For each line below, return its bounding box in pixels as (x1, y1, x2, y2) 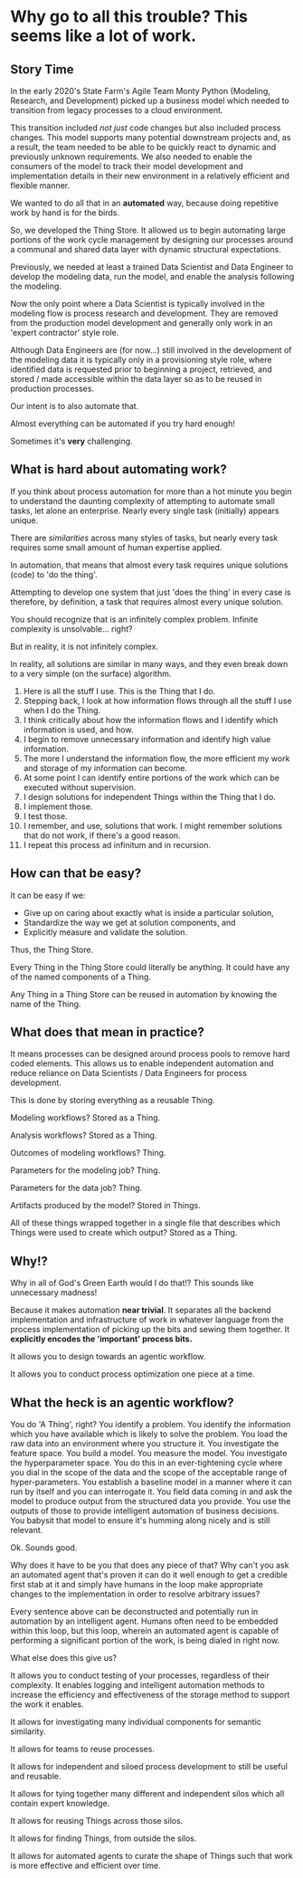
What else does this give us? (10, 1653, 118, 1664)
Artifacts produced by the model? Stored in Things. (10, 1200, 202, 1211)
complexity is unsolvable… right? (10, 623, 133, 634)
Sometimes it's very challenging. (10, 436, 134, 446)
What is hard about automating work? (10, 462, 227, 477)
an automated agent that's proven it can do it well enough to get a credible (10, 1569, 289, 1580)
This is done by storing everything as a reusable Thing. (10, 1095, 215, 1106)
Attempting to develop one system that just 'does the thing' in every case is (10, 586, 291, 597)
